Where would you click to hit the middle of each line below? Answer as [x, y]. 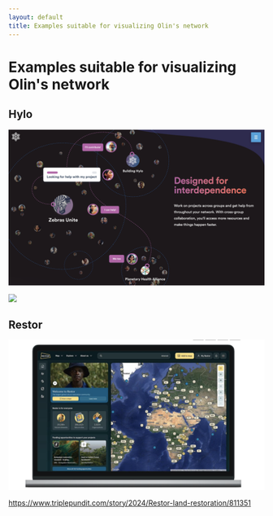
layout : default [36, 17]
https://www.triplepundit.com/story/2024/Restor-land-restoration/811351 [130, 503]
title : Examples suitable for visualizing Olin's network [108, 26]
